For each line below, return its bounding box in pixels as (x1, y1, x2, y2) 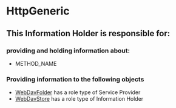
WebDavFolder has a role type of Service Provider (15, 89, 141, 96)
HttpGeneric (6, 4, 70, 18)
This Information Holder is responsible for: (6, 28, 171, 39)
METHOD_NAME (15, 60, 57, 67)
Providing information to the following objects (6, 75, 144, 83)
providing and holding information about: (6, 46, 130, 55)
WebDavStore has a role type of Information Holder (15, 95, 144, 103)
